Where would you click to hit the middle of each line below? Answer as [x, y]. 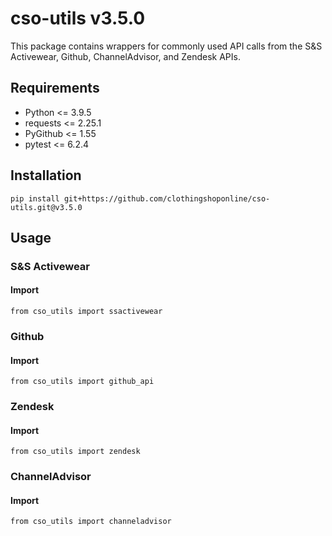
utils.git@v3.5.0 [46, 207]
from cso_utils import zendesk [75, 452]
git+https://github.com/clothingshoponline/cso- [167, 198]
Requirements [55, 88]
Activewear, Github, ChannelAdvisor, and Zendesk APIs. [125, 56]
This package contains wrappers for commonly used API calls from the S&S [166, 46]
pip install [35, 198]
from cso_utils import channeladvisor [91, 522]
